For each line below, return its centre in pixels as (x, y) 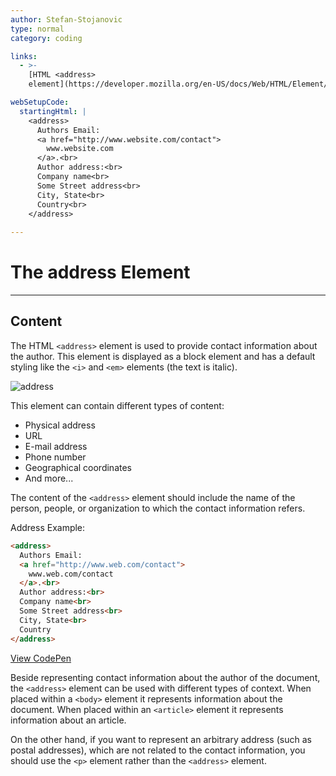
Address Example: (48, 527)
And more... (49, 478)
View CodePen (41, 658)
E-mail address (56, 446)
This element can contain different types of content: (117, 405)
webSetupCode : (40, 102)
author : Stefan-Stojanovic (66, 19)
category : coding (46, 38)
